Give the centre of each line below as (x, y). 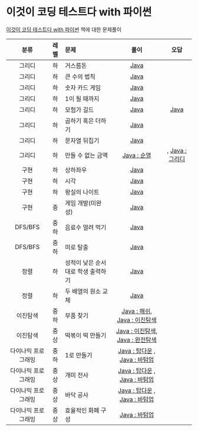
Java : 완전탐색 (137, 340)
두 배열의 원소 (83, 291)
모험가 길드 (79, 109)
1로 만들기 (78, 355)
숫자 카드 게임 (83, 88)
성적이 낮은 (79, 262)
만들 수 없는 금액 (86, 155)
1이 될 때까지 (82, 99)
